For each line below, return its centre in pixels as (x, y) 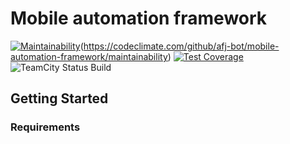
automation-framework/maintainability (89, 56)
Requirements (45, 127)
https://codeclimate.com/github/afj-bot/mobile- (181, 46)
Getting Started (59, 98)
